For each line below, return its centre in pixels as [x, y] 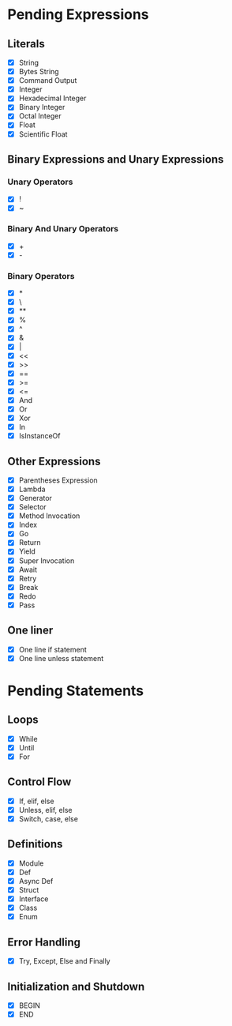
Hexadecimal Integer [52, 98]
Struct [29, 890]
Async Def [36, 881]
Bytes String [39, 72]
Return [30, 543]
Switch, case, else [48, 818]
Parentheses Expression [58, 480]
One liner [30, 631]
